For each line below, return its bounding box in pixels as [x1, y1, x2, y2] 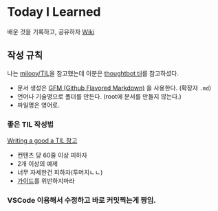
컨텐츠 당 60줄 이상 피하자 [17, 151, 87, 160]
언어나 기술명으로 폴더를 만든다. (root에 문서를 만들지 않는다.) [17, 92, 182, 100]
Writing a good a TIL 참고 [7, 136, 78, 145]
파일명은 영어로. [17, 101, 60, 109]
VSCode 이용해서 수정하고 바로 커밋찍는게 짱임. [7, 195, 156, 205]
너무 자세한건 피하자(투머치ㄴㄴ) [17, 169, 103, 177]
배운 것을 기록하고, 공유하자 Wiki [7, 27, 95, 36]
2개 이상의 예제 [17, 160, 58, 168]
